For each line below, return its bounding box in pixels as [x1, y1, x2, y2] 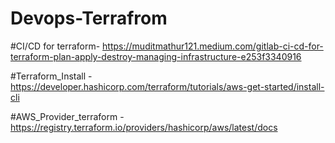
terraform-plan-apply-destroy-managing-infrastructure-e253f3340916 [10, 50, 302, 62]
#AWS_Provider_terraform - [10, 110, 125, 122]
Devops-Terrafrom [10, 7, 168, 30]
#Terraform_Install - [10, 70, 93, 82]
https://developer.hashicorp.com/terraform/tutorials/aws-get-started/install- [10, 80, 325, 92]
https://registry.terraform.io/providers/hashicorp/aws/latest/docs [10, 121, 278, 133]
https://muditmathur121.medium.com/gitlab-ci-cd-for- [102, 40, 324, 52]
